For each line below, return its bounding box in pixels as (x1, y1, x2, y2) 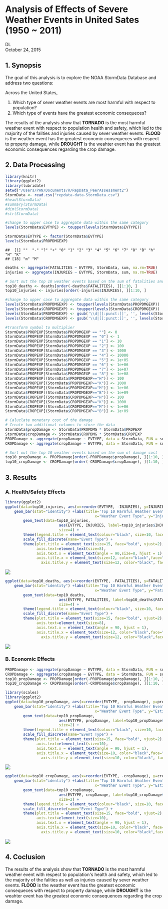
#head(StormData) (5, 197, 41, 202)
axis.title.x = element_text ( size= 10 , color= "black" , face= (36, 750, 162, 756)
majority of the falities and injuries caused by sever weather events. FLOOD (5, 130, 161, 136)
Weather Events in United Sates (5, 14, 139, 26)
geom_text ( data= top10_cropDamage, (23, 788, 95, 793)
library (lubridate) (5, 183, 46, 188)
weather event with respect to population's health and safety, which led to (5, 871, 158, 877)
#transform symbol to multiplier (5, 325, 75, 330)
